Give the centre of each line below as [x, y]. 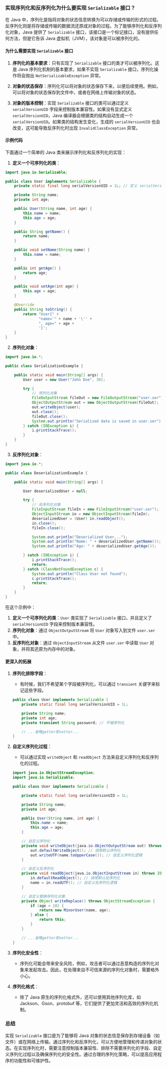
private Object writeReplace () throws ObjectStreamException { [88, 901]
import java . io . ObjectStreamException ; [54, 773]
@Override [24, 305]
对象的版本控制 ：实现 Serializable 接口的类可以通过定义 [71, 103]
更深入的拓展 [18, 661]
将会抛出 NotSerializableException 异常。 [60, 75]
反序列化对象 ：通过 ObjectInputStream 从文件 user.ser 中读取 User [81, 642]
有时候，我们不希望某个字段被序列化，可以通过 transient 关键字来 [87, 684]
